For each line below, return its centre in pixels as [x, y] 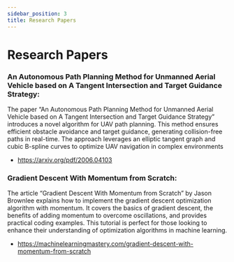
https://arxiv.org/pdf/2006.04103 [65, 160]
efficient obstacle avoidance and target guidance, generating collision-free [115, 131]
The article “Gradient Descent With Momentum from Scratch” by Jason [109, 194]
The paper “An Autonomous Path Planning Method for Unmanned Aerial [110, 109]
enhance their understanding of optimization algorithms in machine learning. [117, 231]
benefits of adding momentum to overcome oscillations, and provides [107, 216]
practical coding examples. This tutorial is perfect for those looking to [107, 223]
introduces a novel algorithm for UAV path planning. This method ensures [113, 124]
